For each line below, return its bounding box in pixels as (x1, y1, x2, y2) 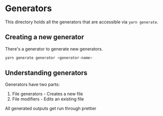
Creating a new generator (5, 33, 84, 41)
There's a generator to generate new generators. (5, 46, 103, 51)
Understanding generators (5, 69, 88, 77)
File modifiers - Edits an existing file (12, 96, 84, 102)
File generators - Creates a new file (12, 91, 83, 97)
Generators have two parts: (5, 82, 60, 87)
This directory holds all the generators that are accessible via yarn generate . (5, 19, 159, 25)
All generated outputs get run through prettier (5, 105, 96, 112)
